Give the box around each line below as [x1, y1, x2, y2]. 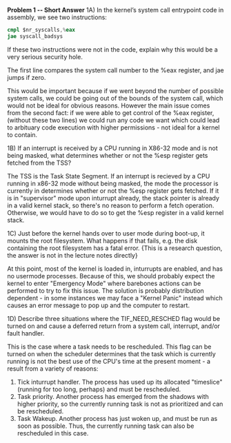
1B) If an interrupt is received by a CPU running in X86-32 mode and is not [7, 144, 219, 152]
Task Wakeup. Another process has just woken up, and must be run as [17, 414, 218, 422]
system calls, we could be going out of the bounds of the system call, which [7, 94, 223, 102]
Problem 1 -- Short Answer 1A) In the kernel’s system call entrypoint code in [7, 6, 224, 14]
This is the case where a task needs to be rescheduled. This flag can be [7, 342, 212, 351]
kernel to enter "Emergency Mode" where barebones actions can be [7, 279, 201, 287]
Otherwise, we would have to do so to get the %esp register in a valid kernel [7, 208, 224, 216]
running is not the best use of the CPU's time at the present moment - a [7, 357, 211, 365]
